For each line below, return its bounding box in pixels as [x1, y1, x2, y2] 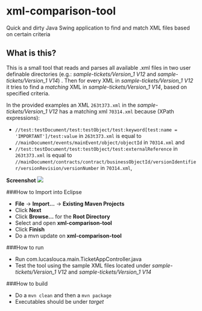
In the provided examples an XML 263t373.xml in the [6, 101, 136, 108]
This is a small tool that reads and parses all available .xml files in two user [6, 64, 191, 71]
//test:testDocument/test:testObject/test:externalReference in [14, 145, 178, 152]
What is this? [6, 48, 57, 58]
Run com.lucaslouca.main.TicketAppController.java [14, 255, 142, 263]
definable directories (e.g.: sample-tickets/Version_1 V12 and [6, 71, 157, 78]
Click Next [14, 206, 42, 213]
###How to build [6, 280, 48, 287]
